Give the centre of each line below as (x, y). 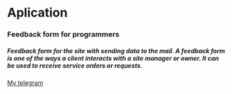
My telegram (25, 83)
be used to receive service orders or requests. (75, 65)
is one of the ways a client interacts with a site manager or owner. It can (113, 58)
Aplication (37, 13)
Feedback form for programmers (63, 35)
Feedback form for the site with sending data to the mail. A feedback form (116, 50)
